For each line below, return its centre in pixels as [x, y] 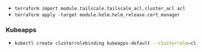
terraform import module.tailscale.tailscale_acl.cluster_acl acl [100, 8]
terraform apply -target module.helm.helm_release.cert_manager [97, 15]
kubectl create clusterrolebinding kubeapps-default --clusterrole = [103, 44]
